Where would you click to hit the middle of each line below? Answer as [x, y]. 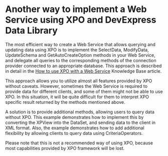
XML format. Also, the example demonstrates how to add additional [75, 128]
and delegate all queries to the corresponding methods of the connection [81, 60]
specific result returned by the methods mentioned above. [65, 102]
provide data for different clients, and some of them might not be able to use [84, 91]
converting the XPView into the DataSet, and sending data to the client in [80, 122]
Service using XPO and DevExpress [81, 20]
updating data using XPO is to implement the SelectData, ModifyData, [77, 50]
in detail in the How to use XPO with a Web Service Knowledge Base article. [83, 71]
